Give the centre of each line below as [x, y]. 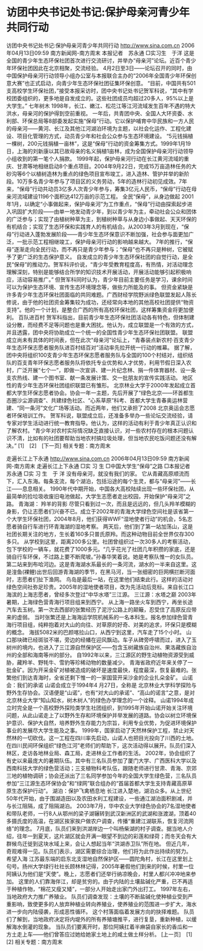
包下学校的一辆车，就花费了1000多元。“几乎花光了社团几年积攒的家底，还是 [101, 549]
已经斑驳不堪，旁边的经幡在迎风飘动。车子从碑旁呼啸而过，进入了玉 [112, 640]
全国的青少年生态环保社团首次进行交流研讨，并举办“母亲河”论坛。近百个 [96, 60]
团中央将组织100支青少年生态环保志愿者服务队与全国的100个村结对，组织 [97, 355]
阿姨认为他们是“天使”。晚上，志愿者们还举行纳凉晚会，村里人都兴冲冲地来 [99, 874]
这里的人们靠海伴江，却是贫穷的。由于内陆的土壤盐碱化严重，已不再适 [105, 881]
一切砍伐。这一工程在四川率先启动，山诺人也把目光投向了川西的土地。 [109, 738]
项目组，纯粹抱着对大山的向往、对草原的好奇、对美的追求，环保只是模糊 [107, 624]
